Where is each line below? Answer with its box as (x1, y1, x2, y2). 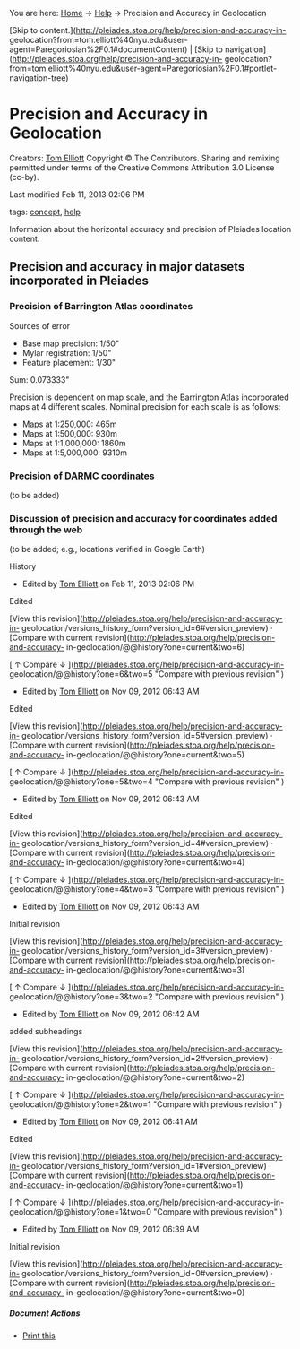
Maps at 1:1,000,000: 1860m (21, 437, 127, 448)
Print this (21, 1330, 56, 1341)
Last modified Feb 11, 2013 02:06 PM (9, 188, 145, 200)
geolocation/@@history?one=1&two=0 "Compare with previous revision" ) (9, 1206, 283, 1217)
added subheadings (9, 1026, 83, 1037)
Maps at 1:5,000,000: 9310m (21, 447, 128, 458)
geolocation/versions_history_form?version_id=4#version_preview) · (21, 838, 273, 849)
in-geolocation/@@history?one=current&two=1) (65, 1180, 244, 1190)
